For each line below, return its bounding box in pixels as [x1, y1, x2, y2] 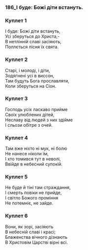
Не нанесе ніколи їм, [5, 151, 49, 157]
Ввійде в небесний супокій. [5, 161, 63, 167]
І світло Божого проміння [5, 195, 59, 201]
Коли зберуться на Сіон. [5, 83, 57, 89]
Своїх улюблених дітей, [5, 111, 55, 117]
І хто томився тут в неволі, [5, 156, 61, 162]
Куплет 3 [5, 95, 28, 102]
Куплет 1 [5, 17, 27, 24]
